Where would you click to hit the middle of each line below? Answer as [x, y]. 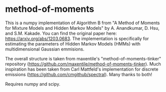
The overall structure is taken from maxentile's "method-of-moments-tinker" [83, 58]
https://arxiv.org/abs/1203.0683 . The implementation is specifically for [77, 39]
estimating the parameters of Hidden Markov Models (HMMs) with [73, 44]
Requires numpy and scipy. [33, 84]
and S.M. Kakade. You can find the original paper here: [61, 33]
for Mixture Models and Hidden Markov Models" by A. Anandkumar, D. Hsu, [82, 28]
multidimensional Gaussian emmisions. [45, 49]
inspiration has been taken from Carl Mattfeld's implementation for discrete [82, 69]
